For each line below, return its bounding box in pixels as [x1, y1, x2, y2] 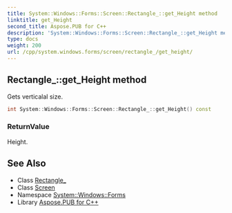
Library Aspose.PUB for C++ [17, 198, 99, 206]
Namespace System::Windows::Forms [17, 190, 126, 199]
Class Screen [17, 183, 55, 192]
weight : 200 [7, 42, 41, 49]
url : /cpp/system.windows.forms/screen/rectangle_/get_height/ [7, 49, 193, 56]
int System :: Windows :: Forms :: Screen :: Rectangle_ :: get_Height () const [7, 105, 212, 112]
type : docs [7, 36, 39, 43]
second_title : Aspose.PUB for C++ [7, 23, 107, 30]
